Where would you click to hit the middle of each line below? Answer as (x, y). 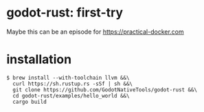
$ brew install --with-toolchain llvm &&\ (68, 78)
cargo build (30, 102)
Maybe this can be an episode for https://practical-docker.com (95, 32)
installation (39, 59)
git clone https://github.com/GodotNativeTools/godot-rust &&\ (105, 90)
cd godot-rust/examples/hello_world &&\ (71, 96)
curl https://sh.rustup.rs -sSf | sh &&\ (73, 84)
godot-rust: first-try (65, 13)
